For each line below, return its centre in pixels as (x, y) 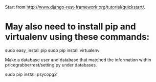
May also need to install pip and (70, 27)
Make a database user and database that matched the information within (78, 60)
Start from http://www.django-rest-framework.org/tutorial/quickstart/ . (75, 7)
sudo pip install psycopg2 (31, 74)
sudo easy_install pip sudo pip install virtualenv (52, 50)
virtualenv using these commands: (77, 37)
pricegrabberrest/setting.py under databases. (51, 65)
